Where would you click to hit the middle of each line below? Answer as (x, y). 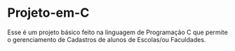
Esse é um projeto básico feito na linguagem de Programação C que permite (117, 32)
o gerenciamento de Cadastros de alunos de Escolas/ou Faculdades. (107, 39)
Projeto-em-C (48, 13)
